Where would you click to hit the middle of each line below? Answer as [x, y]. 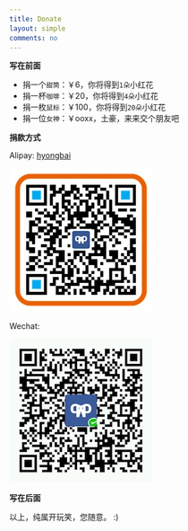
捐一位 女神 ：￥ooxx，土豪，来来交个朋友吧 [101, 119]
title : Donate [36, 19]
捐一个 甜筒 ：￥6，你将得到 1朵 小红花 [88, 84]
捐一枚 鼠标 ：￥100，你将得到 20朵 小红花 [94, 107]
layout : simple [38, 28]
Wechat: [25, 326]
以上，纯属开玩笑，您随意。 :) [64, 518]
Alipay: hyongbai [40, 155]
